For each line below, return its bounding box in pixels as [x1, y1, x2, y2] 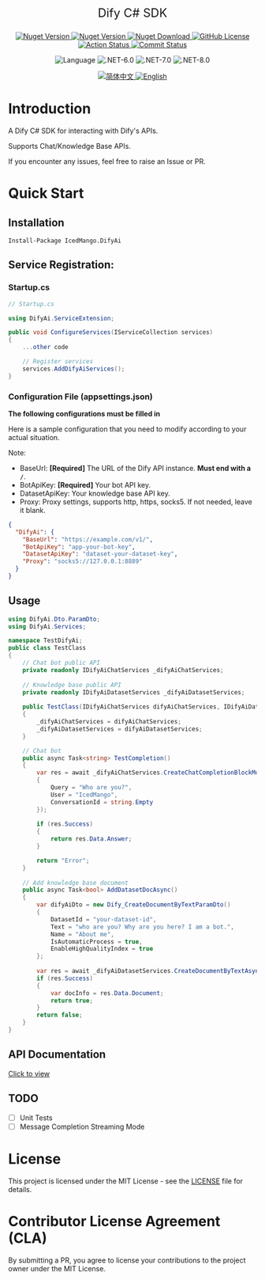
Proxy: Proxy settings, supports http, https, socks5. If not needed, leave [19, 496, 252, 507]
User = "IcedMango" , [50, 791, 118, 799]
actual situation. [8, 432, 61, 442]
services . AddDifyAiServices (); [22, 365, 125, 373]
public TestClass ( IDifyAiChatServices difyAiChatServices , [22, 703, 221, 711]
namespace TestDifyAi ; [8, 636, 83, 645]
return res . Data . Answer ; [50, 835, 132, 843]
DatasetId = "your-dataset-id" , [50, 915, 157, 923]
